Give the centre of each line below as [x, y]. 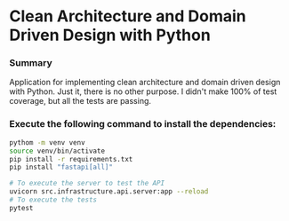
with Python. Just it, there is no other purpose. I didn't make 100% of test [143, 91]
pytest [21, 208]
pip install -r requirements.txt [71, 159]
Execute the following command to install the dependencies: [143, 124]
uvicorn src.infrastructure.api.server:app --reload [109, 192]
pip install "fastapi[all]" [61, 167]
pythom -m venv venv [48, 142]
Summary [31, 63]
